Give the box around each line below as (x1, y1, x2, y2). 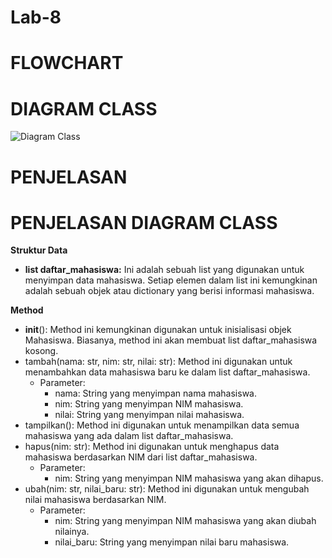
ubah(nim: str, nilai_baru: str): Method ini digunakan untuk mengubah (24, 483, 310, 495)
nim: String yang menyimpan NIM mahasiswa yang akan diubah (54, 515, 317, 527)
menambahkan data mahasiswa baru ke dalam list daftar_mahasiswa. (24, 366, 311, 378)
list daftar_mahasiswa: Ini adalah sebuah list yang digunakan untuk (24, 264, 305, 276)
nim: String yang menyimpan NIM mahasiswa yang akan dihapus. (54, 472, 324, 485)
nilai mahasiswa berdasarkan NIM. (24, 494, 167, 506)
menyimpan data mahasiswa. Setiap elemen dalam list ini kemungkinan (24, 274, 318, 286)
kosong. (24, 345, 59, 357)
